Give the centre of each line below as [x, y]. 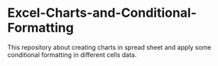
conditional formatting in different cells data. [72, 55]
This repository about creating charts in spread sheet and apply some [109, 47]
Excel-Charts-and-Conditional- [102, 13]
